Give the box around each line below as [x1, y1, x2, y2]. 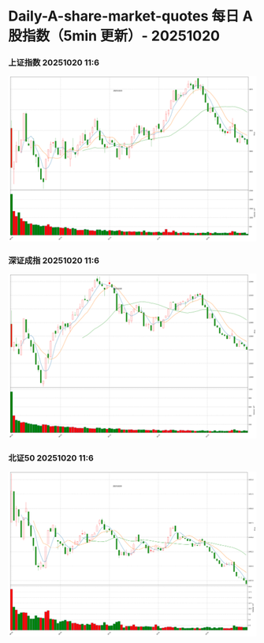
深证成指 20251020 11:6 [8, 255, 100, 266]
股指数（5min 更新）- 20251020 [8, 27, 221, 45]
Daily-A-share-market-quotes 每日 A [8, 7, 254, 25]
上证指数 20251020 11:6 [8, 57, 100, 68]
